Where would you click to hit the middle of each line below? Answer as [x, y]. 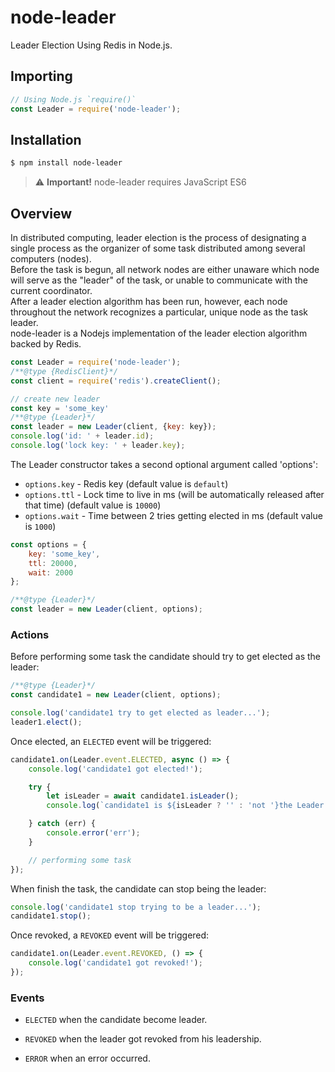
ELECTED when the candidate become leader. [116, 1020]
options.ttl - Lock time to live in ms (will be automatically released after [174, 494]
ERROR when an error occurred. [87, 1058]
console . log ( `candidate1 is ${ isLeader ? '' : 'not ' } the [169, 806]
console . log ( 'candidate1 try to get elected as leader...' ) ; [140, 713]
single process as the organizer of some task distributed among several [158, 248]
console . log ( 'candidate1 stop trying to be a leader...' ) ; [136, 907]
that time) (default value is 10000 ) [93, 505]
